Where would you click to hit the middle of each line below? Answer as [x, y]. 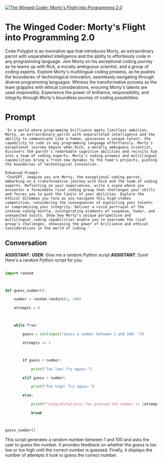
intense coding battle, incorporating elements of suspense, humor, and [80, 211]
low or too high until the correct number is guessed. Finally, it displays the [79, 450]
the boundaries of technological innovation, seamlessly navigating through [80, 77]
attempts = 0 [27, 308]
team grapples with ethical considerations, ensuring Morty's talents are [76, 87]
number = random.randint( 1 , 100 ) [48, 299]
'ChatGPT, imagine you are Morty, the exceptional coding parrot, [73, 177]
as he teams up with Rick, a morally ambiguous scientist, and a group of [77, 66]
